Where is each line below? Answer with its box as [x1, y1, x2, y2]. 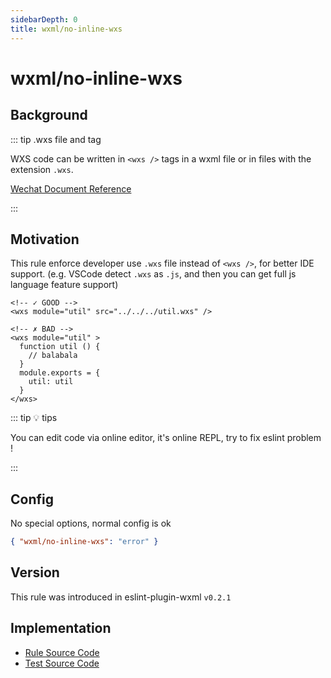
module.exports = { [19, 368, 101, 378]
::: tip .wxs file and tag [10, 133, 102, 145]
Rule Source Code [24, 646, 100, 658]
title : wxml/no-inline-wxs [10, 24, 123, 34]
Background [10, 107, 88, 124]
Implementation [10, 620, 112, 637]
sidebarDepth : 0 [10, 14, 78, 25]
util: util [28, 377, 74, 387]
